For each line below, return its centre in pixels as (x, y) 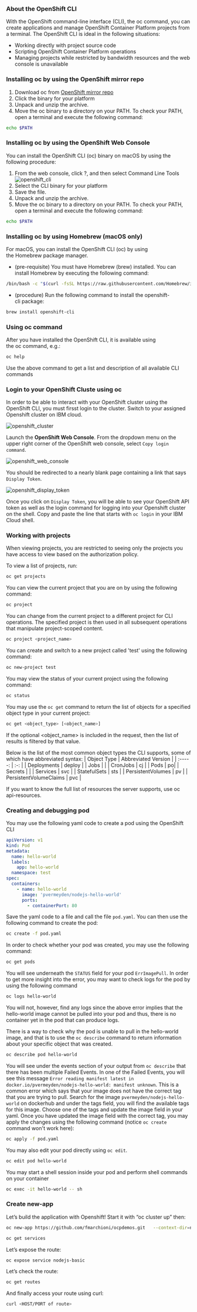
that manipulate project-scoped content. (55, 628)
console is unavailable (41, 64)
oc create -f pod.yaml (34, 934)
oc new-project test (31, 668)
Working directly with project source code (65, 45)
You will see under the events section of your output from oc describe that (96, 1066)
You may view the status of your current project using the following (87, 678)
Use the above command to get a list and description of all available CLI (93, 368)
